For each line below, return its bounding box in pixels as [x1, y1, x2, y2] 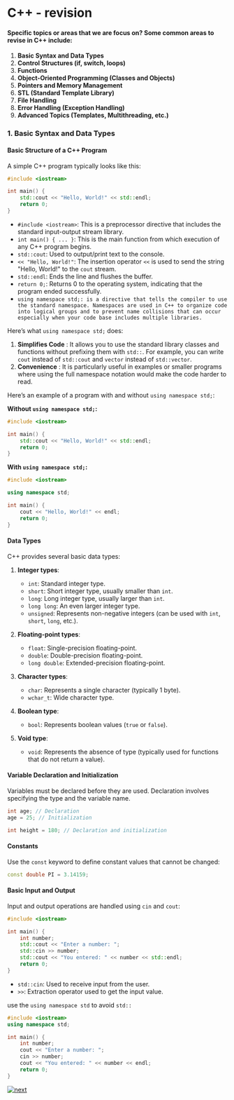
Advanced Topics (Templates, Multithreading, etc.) [17, 111, 169, 120]
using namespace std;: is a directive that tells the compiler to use [17, 296, 228, 303]
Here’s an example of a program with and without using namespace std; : [7, 391, 215, 399]
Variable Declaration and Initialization [7, 771, 119, 780]
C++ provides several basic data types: [7, 552, 121, 560]
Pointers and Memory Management [17, 81, 123, 90]
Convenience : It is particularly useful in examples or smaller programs [17, 362, 222, 371]
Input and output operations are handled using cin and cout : [7, 902, 180, 910]
